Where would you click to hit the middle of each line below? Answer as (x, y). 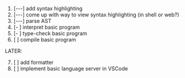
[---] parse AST (32, 21)
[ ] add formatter (33, 62)
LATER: (14, 51)
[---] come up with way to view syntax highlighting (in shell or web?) (96, 15)
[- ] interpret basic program (46, 27)
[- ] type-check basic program (50, 33)
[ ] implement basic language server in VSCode (70, 69)
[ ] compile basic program (45, 40)
